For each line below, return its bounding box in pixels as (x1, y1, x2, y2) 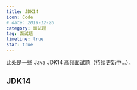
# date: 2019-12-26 (6, 20, 55, 25)
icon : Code (6, 14, 33, 20)
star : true (6, 42, 33, 48)
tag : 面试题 (6, 31, 33, 37)
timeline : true (6, 36, 44, 42)
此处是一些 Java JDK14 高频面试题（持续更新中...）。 (6, 59, 134, 66)
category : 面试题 (6, 25, 46, 31)
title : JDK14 (6, 8, 39, 15)
